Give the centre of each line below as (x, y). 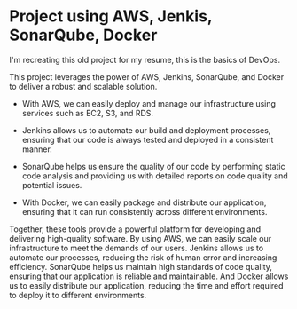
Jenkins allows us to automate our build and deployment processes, (146, 130)
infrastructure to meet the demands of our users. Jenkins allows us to (137, 248)
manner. (37, 149)
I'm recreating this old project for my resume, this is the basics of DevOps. (145, 59)
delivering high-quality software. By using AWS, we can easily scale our (141, 238)
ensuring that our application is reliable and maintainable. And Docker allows (149, 276)
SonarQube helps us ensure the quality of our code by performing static (153, 166)
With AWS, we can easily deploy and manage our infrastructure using (149, 103)
